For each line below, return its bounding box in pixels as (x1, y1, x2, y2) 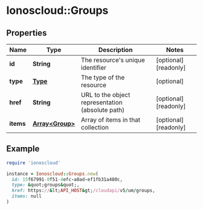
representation (80, 98, 123, 107)
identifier (80, 64, 107, 71)
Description (98, 46, 133, 54)
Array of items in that (80, 116, 141, 124)
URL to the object (80, 91, 130, 99)
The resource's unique (80, 56, 145, 64)
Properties (6, 28, 47, 38)
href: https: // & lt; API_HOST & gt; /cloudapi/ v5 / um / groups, (11, 188, 155, 194)
